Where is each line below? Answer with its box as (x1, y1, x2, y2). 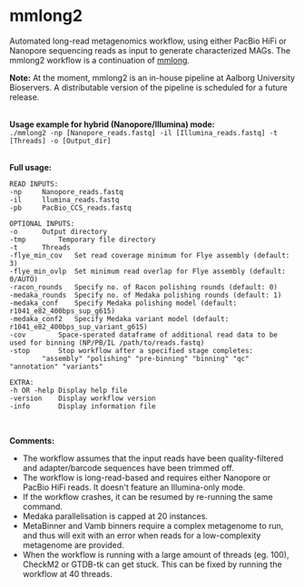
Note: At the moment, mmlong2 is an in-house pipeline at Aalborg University (9, 72, 296, 83)
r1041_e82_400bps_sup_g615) (9, 306, 116, 316)
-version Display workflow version (9, 394, 156, 403)
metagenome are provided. (22, 539, 124, 550)
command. (22, 501, 64, 512)
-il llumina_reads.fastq (9, 195, 120, 204)
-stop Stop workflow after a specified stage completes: (9, 346, 254, 355)
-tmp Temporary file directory (9, 235, 156, 244)
